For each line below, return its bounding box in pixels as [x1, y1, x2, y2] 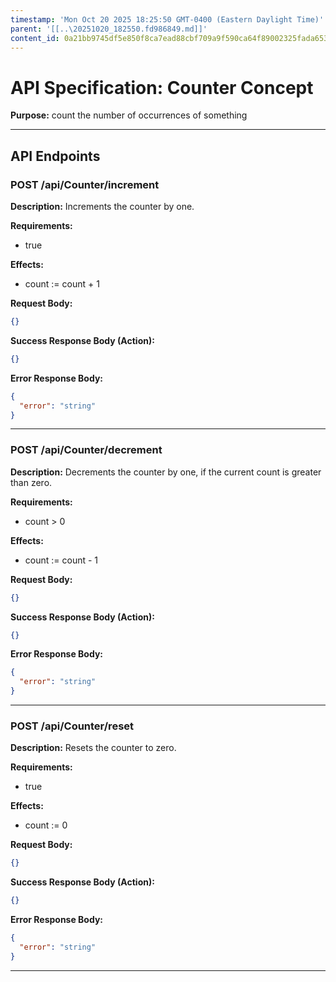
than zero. [10, 476, 53, 488]
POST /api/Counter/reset [10, 719, 135, 733]
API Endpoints [10, 147, 101, 165]
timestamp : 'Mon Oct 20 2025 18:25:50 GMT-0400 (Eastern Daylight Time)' [10, 14, 325, 25]
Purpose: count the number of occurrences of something [10, 109, 248, 121]
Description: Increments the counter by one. [10, 201, 195, 212]
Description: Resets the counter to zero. [10, 742, 177, 754]
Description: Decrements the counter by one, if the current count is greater [10, 466, 322, 478]
